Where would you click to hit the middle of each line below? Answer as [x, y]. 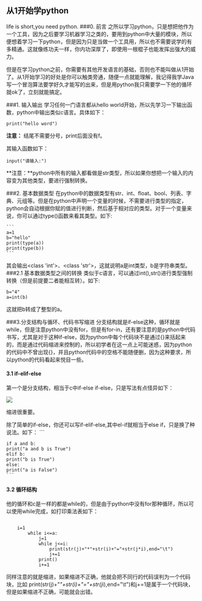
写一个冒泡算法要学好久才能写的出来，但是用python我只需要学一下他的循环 [99, 84]
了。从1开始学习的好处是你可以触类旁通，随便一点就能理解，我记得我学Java [100, 76]
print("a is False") [32, 470]
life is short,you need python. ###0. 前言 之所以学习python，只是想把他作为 [100, 26]
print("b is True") [31, 459]
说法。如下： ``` [26, 432]
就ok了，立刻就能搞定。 [36, 92]
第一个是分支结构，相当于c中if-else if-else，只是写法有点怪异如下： [90, 388]
